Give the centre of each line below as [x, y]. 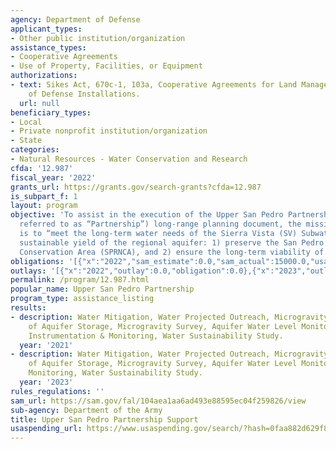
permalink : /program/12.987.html [80, 280]
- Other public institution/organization [98, 38]
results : [28, 308]
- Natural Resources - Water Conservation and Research [129, 159]
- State [26, 141]
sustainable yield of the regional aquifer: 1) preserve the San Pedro [172, 242]
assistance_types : [48, 47]
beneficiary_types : [51, 112]
